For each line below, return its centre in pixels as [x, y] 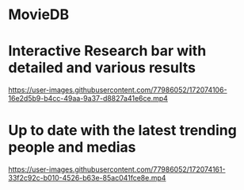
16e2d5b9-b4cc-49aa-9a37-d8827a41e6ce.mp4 [88, 99]
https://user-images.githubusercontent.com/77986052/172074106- [118, 90]
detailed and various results [102, 68]
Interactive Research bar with [107, 51]
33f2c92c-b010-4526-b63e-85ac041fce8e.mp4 [87, 178]
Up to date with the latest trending [123, 131]
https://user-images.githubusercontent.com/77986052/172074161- [117, 169]
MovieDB [39, 15]
